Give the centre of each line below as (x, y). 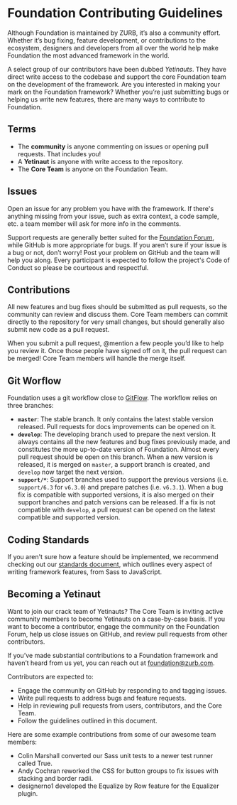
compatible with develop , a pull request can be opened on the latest (116, 510)
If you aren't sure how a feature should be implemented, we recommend (113, 557)
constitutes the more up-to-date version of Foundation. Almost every (118, 450)
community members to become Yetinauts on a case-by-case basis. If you (116, 619)
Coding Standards (48, 540)
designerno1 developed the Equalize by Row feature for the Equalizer (118, 786)
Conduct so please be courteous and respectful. (78, 267)
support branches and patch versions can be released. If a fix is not (116, 502)
